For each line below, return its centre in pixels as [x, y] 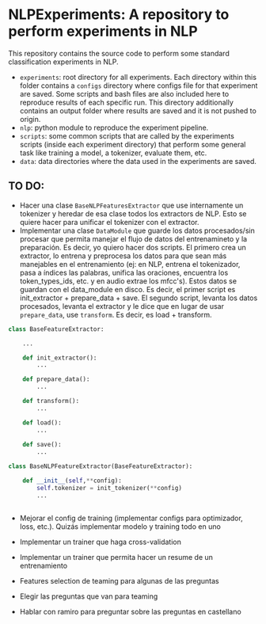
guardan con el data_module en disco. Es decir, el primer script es [127, 289]
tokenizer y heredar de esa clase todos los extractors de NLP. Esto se [133, 213]
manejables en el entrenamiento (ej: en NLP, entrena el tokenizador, [130, 264]
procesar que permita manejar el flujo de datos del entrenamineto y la [133, 238]
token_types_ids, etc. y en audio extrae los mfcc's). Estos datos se [128, 281]
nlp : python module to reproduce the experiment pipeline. [114, 127]
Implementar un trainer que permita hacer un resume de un [116, 557]
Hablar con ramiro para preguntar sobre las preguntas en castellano [130, 611]
